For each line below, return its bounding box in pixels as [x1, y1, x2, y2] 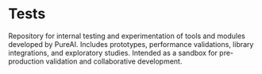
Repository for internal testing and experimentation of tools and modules [8, 31, 246, 41]
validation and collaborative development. [45, 56, 183, 66]
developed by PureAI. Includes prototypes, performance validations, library [8, 39, 254, 49]
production [8, 56, 44, 66]
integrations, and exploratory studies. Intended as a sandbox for [8, 48, 218, 57]
